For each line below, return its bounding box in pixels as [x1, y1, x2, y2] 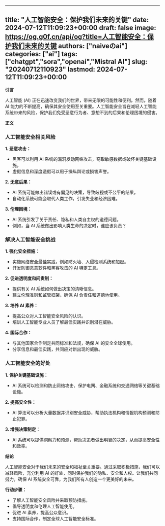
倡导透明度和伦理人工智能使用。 [12, 503, 77, 509]
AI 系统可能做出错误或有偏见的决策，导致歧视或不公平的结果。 [12, 189, 138, 195]
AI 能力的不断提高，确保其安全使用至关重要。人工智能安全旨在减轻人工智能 [5, 103, 157, 109]
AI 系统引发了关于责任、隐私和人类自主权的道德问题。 [12, 216, 121, 222]
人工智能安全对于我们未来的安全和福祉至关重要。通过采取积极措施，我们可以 [5, 464, 160, 470]
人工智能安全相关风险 [5, 134, 55, 140]
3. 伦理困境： [5, 206, 32, 212]
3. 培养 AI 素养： [5, 303, 38, 309]
